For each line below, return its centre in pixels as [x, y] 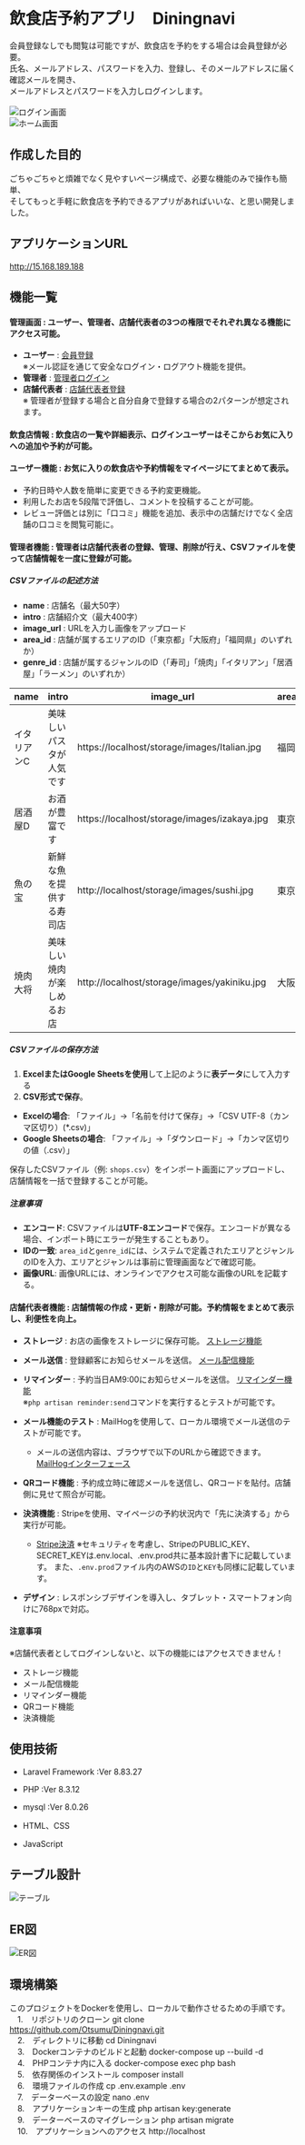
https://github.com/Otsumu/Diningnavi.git [87, 2030]
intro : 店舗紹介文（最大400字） [83, 616]
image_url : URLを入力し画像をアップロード [105, 628]
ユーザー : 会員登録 [58, 355]
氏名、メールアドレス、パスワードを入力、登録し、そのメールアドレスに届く [152, 68]
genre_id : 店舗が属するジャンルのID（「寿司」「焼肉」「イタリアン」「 [149, 662]
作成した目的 [45, 155]
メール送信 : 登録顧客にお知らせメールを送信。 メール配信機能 [138, 1360]
